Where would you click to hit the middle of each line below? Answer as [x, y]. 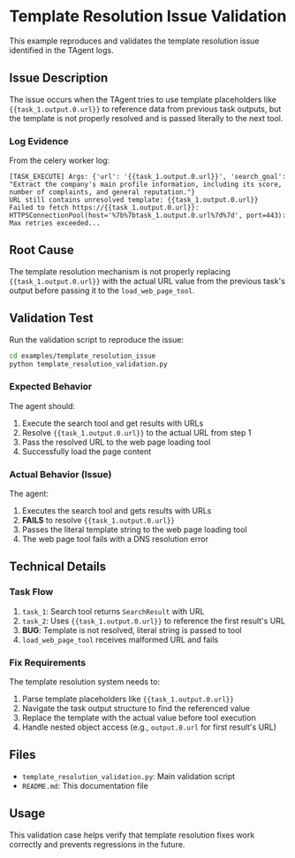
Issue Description [59, 78]
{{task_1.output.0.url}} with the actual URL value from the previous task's [147, 281]
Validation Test [52, 318]
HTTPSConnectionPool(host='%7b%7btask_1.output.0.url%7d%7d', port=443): [148, 216]
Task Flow [31, 592]
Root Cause [42, 250]
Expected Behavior [51, 387]
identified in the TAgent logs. [62, 50]
